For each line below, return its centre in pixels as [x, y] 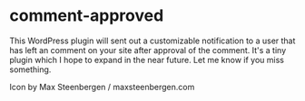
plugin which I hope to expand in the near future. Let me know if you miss [147, 60]
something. [30, 69]
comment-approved [87, 16]
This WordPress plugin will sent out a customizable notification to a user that [152, 41]
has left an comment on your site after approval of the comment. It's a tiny [148, 50]
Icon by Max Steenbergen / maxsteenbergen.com [102, 87]
